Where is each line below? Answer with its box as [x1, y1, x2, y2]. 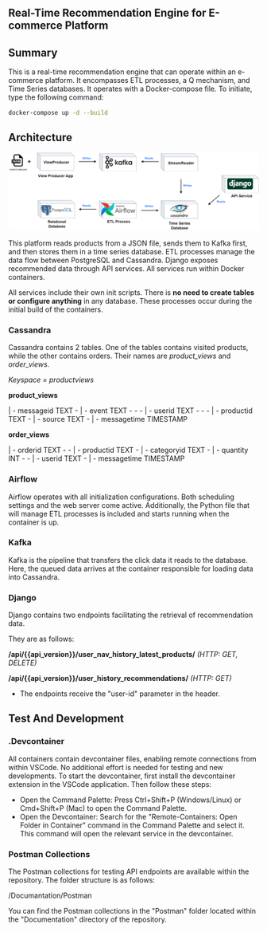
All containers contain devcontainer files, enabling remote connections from [8, 753, 257, 764]
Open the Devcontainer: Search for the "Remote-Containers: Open [19, 812, 238, 821]
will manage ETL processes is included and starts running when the [8, 509, 230, 518]
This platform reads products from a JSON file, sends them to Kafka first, [8, 238, 248, 248]
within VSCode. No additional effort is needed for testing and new [8, 762, 224, 772]
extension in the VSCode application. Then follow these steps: [8, 779, 212, 788]
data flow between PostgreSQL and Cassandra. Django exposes [8, 255, 219, 265]
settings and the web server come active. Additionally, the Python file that [8, 500, 250, 509]
